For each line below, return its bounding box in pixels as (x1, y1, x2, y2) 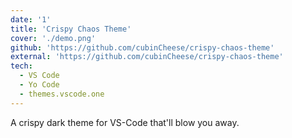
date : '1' (10, 14, 52, 25)
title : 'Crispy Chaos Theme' (10, 24, 132, 34)
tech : (10, 61, 33, 71)
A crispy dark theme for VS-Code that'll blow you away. (10, 116, 240, 128)
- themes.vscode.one (19, 89, 105, 99)
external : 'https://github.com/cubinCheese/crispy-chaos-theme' (10, 52, 284, 62)
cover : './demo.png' (10, 33, 97, 43)
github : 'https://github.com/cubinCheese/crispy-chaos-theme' (10, 42, 275, 53)
